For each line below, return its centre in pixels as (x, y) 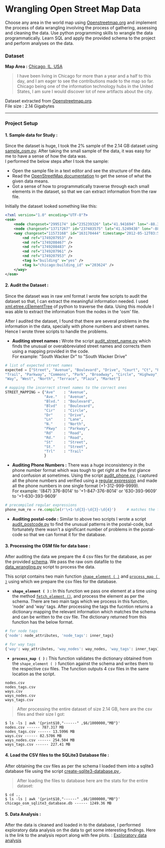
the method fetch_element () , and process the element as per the (78, 596)
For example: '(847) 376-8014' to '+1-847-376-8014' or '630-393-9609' (84, 491)
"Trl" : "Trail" (64, 451)
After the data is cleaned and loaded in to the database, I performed (73, 825)
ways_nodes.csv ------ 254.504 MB (40, 740)
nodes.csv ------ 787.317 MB (34, 727)
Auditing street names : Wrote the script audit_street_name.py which (82, 341)
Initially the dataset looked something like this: (51, 206)
